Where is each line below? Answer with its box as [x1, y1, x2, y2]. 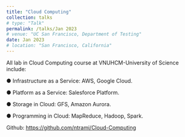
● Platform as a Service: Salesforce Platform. [6, 89, 120, 96]
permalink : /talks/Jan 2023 [6, 25, 77, 32]
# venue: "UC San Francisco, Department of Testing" [6, 31, 142, 37]
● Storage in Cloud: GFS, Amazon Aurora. [6, 100, 111, 107]
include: [6, 65, 27, 72]
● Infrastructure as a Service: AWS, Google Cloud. [6, 77, 133, 84]
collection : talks [6, 14, 53, 21]
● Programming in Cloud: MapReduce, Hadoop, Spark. [6, 112, 143, 119]
